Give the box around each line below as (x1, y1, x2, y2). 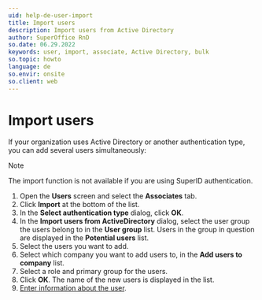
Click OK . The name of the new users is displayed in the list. (19, 275, 215, 284)
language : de (8, 63, 51, 71)
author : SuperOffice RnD (8, 33, 90, 42)
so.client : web (8, 77, 58, 85)
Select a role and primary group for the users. (19, 267, 168, 276)
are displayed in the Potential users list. (19, 233, 149, 243)
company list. (19, 258, 65, 268)
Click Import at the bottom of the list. (19, 200, 140, 209)
